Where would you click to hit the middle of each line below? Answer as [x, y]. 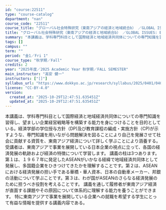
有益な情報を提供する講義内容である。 [48, 203]
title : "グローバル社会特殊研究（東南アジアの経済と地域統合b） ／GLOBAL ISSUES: [81, 33]
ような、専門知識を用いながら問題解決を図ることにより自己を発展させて [83, 135]
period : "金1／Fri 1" [27, 56]
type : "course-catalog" [30, 14]
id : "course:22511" [25, 10]
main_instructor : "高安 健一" [35, 74]
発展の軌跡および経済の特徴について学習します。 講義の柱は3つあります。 [84, 153]
